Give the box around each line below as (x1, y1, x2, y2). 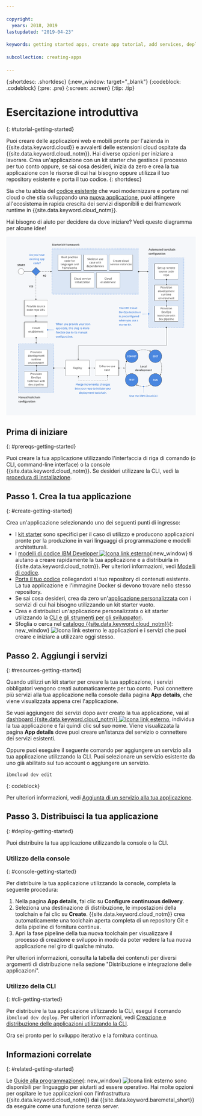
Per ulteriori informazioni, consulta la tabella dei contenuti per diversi (6, 954, 177, 962)
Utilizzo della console (6, 854, 70, 862)
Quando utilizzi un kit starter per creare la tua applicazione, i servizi (6, 678, 173, 686)
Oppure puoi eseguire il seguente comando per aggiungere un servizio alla (6, 746, 192, 754)
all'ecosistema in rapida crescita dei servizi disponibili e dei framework (6, 200, 182, 207)
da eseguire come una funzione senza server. (6, 1103, 120, 1110)
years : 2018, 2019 (11, 22, 58, 28)
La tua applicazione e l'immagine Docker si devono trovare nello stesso (14, 582, 191, 589)
